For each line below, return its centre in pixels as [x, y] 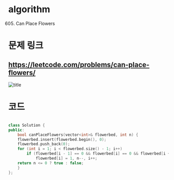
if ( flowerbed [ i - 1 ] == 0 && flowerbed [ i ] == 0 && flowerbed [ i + [98, 154]
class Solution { [27, 125]
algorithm [29, 9]
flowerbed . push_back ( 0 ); [44, 144]
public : [17, 130]
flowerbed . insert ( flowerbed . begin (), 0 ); [62, 139]
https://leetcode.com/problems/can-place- [79, 65]
